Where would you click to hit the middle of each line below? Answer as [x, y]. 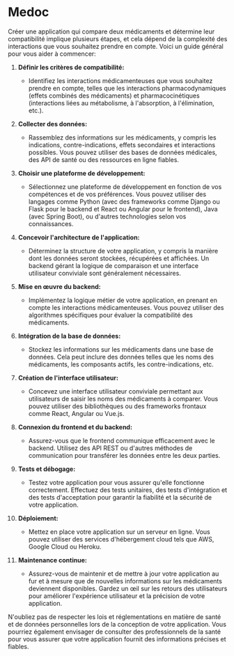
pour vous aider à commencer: [52, 54]
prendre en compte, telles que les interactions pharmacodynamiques [127, 88]
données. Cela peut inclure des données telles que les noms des [121, 357]
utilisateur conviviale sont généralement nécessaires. [105, 273]
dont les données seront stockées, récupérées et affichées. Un [119, 258]
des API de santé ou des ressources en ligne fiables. [104, 159]
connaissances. [51, 223]
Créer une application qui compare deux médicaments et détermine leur [111, 31]
